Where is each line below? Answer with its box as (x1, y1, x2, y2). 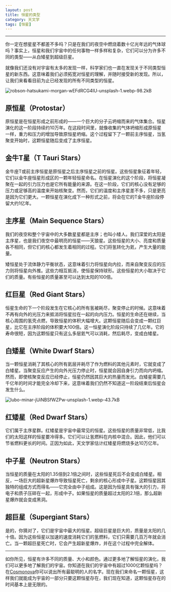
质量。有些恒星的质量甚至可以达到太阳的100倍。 (14, 274, 116, 280)
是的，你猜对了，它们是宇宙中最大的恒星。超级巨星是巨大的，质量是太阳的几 (5, 527, 166, 533)
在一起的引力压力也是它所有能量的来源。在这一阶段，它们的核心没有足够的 (9, 181, 166, 187)
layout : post (5, 7, 33, 13)
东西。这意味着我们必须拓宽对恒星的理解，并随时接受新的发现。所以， (18, 71, 166, 77)
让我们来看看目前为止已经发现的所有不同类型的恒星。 (5, 78, 117, 84)
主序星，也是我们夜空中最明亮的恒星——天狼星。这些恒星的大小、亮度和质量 (5, 237, 166, 243)
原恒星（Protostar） (5, 104, 70, 112)
